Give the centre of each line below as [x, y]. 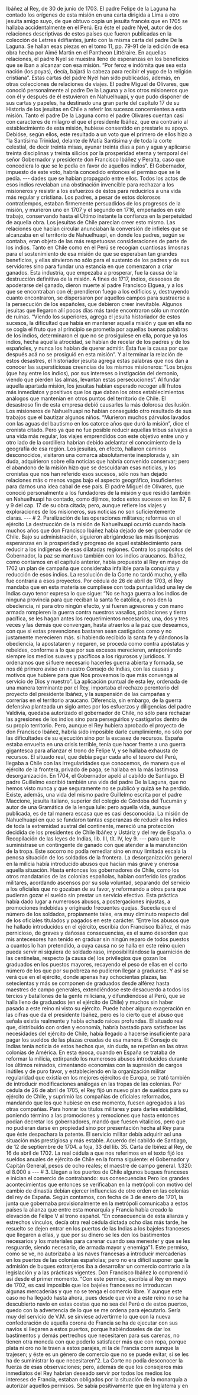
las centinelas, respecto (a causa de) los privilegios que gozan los [86, 958]
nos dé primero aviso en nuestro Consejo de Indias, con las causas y [90, 669]
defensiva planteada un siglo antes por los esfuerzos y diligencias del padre [99, 706]
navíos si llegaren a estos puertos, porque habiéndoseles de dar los [89, 1329]
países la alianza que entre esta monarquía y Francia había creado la [90, 1209]
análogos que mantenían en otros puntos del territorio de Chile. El [86, 398]
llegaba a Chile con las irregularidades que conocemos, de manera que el [96, 763]
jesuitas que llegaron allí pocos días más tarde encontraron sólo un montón [98, 310]
